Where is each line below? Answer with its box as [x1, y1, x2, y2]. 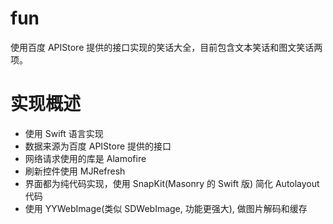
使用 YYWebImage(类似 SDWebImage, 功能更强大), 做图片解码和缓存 [24, 202, 308, 214]
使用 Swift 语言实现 [24, 127, 104, 139]
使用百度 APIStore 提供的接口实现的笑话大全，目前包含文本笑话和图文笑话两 [10, 41, 323, 53]
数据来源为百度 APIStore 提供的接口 [24, 140, 172, 152]
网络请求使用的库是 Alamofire [24, 152, 147, 164]
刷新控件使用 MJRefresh [24, 165, 126, 177]
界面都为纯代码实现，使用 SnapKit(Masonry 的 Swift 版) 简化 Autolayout [24, 177, 320, 189]
